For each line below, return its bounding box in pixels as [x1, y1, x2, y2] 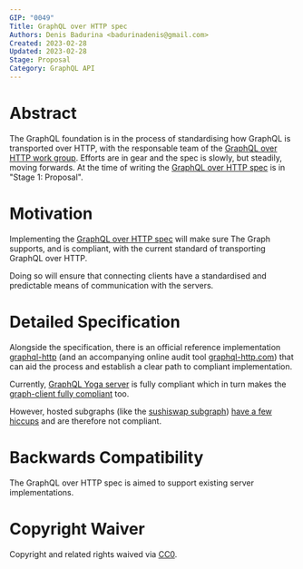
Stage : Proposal [9, 55, 71, 64]
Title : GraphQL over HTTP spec [9, 22, 128, 31]
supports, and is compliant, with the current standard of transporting [9, 242, 266, 254]
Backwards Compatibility [9, 446, 204, 467]
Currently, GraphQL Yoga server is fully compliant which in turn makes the [9, 378, 287, 389]
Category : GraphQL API [9, 64, 95, 74]
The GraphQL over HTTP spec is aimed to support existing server [9, 477, 254, 488]
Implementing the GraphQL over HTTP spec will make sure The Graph [9, 233, 270, 244]
